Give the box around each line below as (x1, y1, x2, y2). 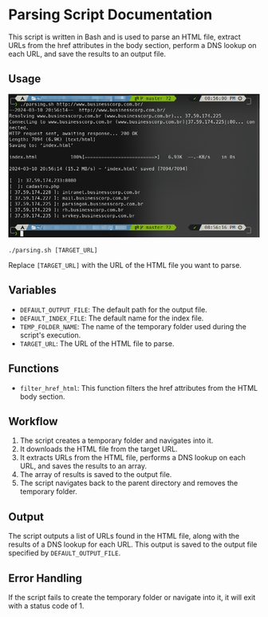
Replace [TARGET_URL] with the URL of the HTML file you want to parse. (8, 261, 242, 270)
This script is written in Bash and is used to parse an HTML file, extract (8, 32, 241, 42)
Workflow (8, 415, 58, 428)
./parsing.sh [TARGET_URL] (8, 246, 98, 255)
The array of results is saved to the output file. (19, 470, 172, 480)
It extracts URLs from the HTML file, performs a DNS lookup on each (19, 453, 246, 463)
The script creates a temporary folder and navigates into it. (19, 436, 214, 445)
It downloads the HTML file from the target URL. (19, 444, 178, 454)
